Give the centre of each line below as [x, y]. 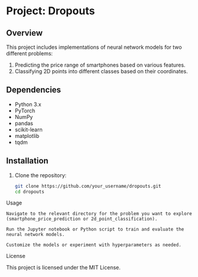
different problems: [30, 53]
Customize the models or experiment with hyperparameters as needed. [94, 245]
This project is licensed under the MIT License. [63, 267]
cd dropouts [29, 191]
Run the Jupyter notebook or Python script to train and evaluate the [95, 229]
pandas [24, 123]
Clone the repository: [41, 175]
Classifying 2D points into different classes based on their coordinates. [101, 71]
